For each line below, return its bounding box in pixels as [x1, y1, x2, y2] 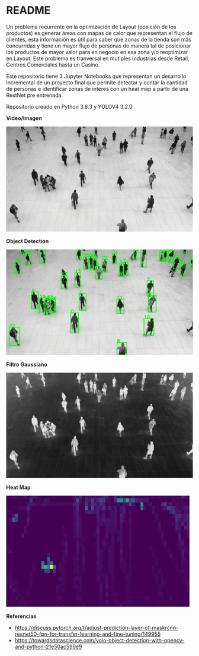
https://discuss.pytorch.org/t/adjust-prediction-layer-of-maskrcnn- [14, 625, 179, 632]
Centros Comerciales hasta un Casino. [6, 61, 100, 68]
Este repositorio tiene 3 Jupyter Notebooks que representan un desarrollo [6, 72, 187, 80]
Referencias [6, 613, 37, 620]
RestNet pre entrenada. [6, 92, 63, 99]
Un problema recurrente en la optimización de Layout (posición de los [6, 23, 176, 30]
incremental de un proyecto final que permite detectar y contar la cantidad [6, 78, 188, 86]
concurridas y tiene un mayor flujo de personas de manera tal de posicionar [6, 42, 191, 49]
